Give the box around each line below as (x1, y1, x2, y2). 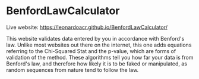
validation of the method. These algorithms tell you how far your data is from (6, 54, 194, 61)
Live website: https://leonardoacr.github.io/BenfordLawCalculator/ (6, 24, 168, 31)
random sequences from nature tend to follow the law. (6, 66, 139, 73)
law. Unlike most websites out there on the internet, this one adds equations (6, 41, 192, 48)
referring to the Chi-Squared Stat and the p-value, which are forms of (6, 47, 176, 54)
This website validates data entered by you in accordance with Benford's (6, 35, 185, 42)
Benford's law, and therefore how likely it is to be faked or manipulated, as (6, 60, 187, 67)
